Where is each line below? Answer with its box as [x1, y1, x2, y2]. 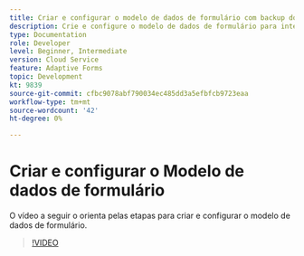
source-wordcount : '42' [9, 106, 100, 115]
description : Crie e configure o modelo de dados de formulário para [9, 22, 278, 31]
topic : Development [9, 72, 83, 81]
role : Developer [9, 38, 71, 48]
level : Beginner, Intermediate [9, 47, 128, 56]
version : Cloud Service [9, 55, 100, 64]
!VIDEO [31, 237, 59, 249]
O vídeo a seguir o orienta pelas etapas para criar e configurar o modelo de [9, 210, 291, 222]
